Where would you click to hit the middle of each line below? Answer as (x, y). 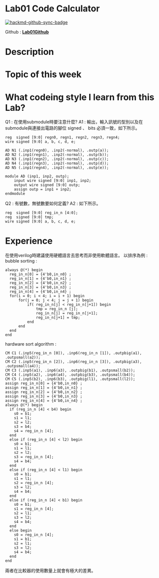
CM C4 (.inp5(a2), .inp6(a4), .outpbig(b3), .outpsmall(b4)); (70, 375)
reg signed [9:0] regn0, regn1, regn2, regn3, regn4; (63, 137)
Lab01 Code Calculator (52, 9)
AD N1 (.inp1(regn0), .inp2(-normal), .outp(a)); (57, 151)
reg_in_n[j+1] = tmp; (58, 318)
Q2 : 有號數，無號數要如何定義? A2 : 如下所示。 (53, 204)
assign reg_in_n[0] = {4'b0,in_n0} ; (44, 384)
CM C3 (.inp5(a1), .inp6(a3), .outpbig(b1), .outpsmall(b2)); (70, 371)
